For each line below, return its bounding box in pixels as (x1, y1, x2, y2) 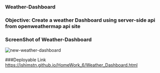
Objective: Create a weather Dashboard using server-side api (5, 16, 156, 23)
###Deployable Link (5, 57, 46, 63)
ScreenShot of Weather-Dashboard (5, 36, 92, 43)
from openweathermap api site (5, 23, 80, 30)
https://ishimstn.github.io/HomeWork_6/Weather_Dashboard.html (5, 62, 138, 68)
